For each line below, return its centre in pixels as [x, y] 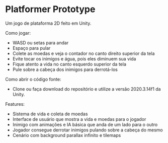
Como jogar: [18, 33]
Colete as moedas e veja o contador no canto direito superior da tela [83, 53]
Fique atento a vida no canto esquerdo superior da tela [69, 64]
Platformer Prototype [50, 9]
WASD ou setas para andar [40, 43]
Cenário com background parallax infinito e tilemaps [67, 135]
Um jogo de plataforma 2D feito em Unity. [48, 23]
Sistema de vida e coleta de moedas [50, 114]
